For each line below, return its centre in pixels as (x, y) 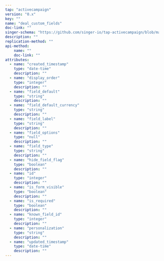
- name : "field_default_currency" (44, 105)
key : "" (13, 19)
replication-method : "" (29, 42)
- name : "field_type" (31, 146)
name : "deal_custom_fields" (34, 23)
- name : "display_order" (35, 78)
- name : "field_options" (35, 133)
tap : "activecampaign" (28, 10)
